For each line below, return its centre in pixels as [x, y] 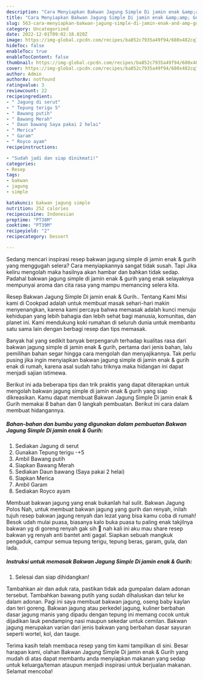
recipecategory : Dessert [37, 237]
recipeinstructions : [32, 147]
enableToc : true [27, 52]
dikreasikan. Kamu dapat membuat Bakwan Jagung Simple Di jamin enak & [99, 397]
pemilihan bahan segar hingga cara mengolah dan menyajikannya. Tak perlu [101, 353]
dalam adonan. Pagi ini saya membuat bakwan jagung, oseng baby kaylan [98, 601]
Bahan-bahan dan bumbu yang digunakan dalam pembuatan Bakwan [97, 424]
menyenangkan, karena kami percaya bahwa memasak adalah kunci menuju [101, 309]
